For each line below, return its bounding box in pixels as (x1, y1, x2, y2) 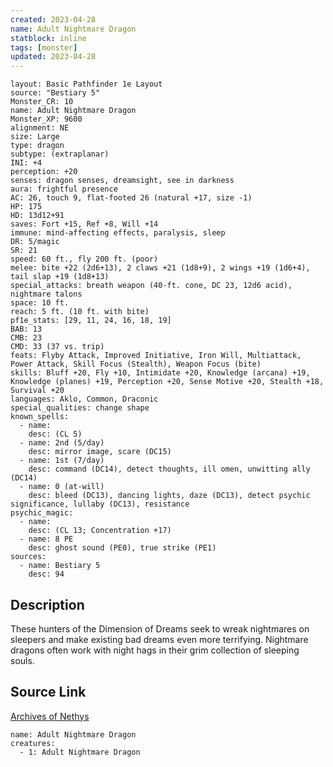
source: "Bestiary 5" (10, 88, 101, 98)
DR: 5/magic (10, 237, 60, 247)
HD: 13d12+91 (10, 211, 65, 221)
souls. (10, 654, 35, 666)
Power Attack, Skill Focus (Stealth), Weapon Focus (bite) (10, 359, 262, 370)
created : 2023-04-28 (10, 14, 97, 25)
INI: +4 (10, 158, 43, 168)
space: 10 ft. (10, 298, 70, 308)
